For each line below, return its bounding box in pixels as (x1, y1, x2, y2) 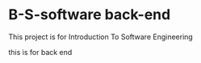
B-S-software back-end (8, 6, 171, 24)
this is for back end (8, 47, 73, 57)
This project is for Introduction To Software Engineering (8, 32, 194, 41)
